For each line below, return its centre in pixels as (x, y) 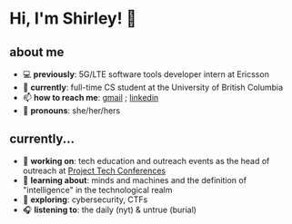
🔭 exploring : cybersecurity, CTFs (85, 200)
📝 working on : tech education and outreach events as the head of (146, 161)
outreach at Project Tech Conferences (94, 170)
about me (37, 52)
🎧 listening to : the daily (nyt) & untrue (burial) (110, 209)
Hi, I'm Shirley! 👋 (73, 19)
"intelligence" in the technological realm (97, 190)
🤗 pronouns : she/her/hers (71, 111)
